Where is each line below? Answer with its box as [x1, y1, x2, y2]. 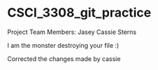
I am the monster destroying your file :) [7, 41, 120, 49]
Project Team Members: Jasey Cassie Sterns [7, 28, 137, 36]
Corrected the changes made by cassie [7, 54, 121, 63]
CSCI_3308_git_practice [7, 5, 152, 21]
